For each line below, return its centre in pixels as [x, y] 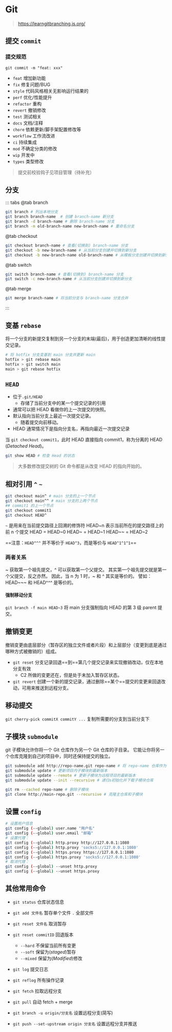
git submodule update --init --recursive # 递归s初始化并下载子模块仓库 [79, 780]
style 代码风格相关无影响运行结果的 [50, 91]
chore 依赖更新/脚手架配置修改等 [47, 129]
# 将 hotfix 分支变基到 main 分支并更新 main [50, 355]
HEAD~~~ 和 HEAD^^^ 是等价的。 [41, 582]
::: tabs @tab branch [27, 203]
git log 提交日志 [30, 969]
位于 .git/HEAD [28, 397]
